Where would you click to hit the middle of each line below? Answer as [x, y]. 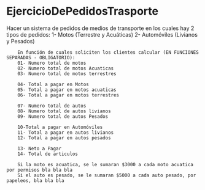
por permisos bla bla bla [39, 170]
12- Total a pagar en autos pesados [64, 138]
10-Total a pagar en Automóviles [60, 127]
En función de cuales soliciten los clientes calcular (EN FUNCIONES [108, 52]
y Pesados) [21, 41]
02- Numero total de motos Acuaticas [66, 68]
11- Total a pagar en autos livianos [66, 133]
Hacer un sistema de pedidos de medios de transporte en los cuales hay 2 [100, 28]
